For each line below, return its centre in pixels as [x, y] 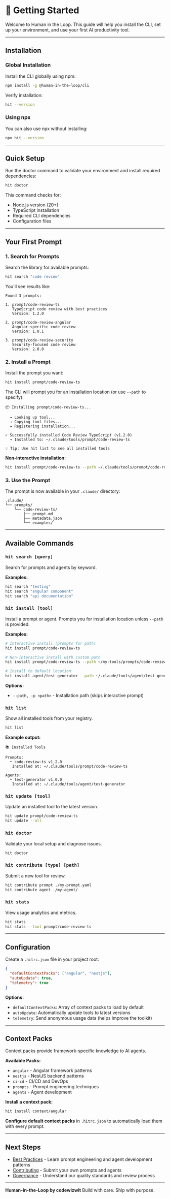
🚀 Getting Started [42, 10]
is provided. [18, 624]
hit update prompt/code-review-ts [42, 816]
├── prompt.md [38, 514]
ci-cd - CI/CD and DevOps [40, 1081]
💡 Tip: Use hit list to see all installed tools [58, 448]
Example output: [23, 737]
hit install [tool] [29, 608]
